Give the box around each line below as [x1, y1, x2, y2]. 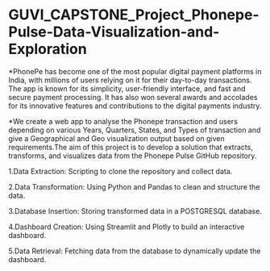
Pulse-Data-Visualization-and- [8, 23, 220, 41]
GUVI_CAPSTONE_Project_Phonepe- [8, 6, 260, 24]
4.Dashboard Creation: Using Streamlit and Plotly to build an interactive [8, 222, 245, 231]
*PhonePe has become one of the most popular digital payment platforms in [8, 66, 262, 76]
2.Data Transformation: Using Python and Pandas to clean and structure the [8, 181, 260, 191]
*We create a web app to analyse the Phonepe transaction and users [8, 116, 238, 126]
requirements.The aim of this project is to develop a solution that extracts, [8, 142, 254, 152]
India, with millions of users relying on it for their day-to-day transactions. [8, 75, 252, 85]
